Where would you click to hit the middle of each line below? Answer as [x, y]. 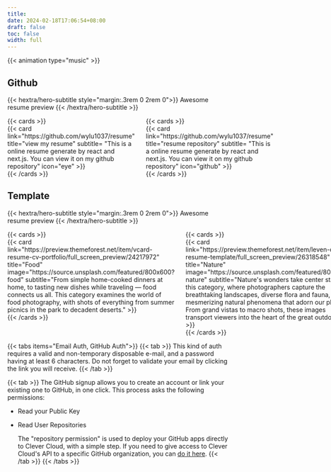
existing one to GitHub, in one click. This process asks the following [106, 390]
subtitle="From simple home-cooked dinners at [94, 279]
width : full [25, 40]
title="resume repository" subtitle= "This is [208, 143]
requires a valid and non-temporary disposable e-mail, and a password [111, 353]
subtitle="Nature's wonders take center [266, 279]
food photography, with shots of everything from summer [91, 302]
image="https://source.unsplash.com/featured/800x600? [91, 272]
